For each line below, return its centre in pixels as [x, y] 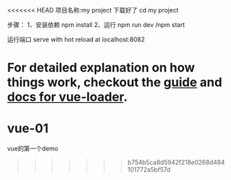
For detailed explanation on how [101, 68]
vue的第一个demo [33, 149]
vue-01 [28, 129]
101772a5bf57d [149, 170]
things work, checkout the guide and [115, 82]
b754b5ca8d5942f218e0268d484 [176, 162]
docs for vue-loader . [67, 97]
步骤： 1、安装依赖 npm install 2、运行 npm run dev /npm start [96, 25]
